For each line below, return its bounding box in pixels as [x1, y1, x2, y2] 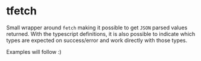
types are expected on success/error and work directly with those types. [6, 36, 188, 44]
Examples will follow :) [6, 48, 62, 55]
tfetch [6, 4, 37, 18]
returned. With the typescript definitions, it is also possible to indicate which [6, 30, 196, 37]
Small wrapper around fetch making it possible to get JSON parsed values [6, 24, 188, 31]
